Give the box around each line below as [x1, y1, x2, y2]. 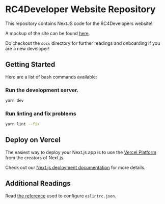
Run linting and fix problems [5, 110, 76, 117]
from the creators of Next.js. [5, 154, 65, 161]
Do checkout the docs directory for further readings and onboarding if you [5, 40, 160, 46]
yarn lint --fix [5, 122, 40, 127]
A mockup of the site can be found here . [5, 30, 90, 36]
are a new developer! [5, 45, 50, 51]
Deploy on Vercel [5, 136, 61, 144]
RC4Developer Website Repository [5, 4, 156, 15]
